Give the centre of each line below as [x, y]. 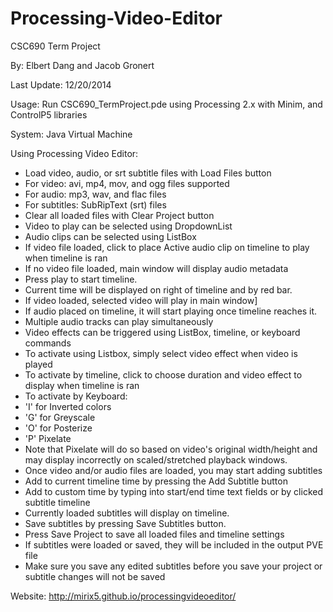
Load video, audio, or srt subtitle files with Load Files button [148, 173]
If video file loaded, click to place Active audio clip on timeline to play [167, 247]
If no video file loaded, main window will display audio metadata [156, 268]
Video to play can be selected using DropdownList [128, 226]
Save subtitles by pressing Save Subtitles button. [125, 523]
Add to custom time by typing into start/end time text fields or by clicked [174, 491]
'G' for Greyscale [60, 417]
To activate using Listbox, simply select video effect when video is [161, 353]
